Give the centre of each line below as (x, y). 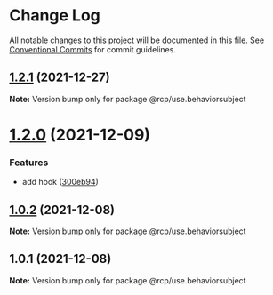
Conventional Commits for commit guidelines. (92, 49)
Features (29, 163)
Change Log (55, 16)
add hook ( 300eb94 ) (60, 182)
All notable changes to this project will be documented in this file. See (137, 40)
